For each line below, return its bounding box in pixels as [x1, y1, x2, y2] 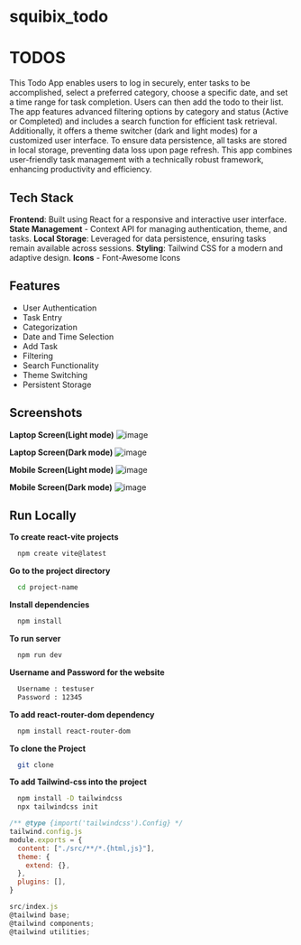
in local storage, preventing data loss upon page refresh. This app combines [9, 144, 293, 155]
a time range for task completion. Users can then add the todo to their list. [9, 97, 284, 107]
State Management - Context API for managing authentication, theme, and [9, 223, 288, 234]
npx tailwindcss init [17, 802, 99, 811]
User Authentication [22, 302, 97, 313]
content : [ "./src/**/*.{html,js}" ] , [17, 844, 155, 853]
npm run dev [17, 651, 63, 660]
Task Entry [22, 311, 63, 322]
